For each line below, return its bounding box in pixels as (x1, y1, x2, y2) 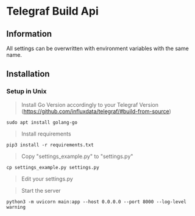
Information (6, 29, 52, 39)
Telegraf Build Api (6, 4, 99, 18)
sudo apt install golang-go (6, 119, 78, 126)
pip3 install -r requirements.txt (6, 142, 94, 148)
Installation (6, 69, 50, 79)
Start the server (21, 187, 61, 194)
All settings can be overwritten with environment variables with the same (6, 45, 189, 52)
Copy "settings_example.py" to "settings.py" (21, 153, 133, 160)
